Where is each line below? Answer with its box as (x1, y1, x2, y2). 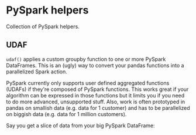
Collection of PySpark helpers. (6, 23, 80, 30)
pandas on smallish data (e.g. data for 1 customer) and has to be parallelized (6, 104, 190, 112)
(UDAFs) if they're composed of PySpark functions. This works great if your (6, 86, 189, 93)
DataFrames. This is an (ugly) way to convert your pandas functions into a (6, 62, 184, 69)
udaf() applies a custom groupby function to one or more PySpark (6, 55, 166, 62)
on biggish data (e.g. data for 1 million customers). (6, 110, 127, 117)
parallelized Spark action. (6, 68, 67, 75)
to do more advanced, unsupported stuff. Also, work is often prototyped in (6, 98, 185, 105)
